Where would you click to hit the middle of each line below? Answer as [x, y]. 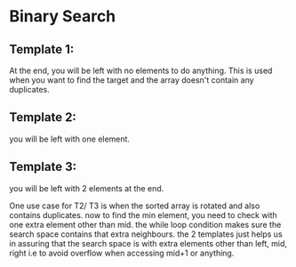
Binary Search [63, 16]
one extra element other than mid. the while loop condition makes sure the [145, 224]
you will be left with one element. [70, 139]
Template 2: [43, 117]
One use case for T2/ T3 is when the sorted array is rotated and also [135, 206]
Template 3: [43, 167]
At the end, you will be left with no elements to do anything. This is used [141, 70]
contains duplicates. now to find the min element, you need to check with [143, 214]
